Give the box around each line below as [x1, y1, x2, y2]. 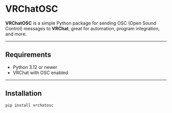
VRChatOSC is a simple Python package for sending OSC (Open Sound [5, 20, 157, 26]
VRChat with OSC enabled [12, 70, 68, 76]
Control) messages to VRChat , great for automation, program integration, [5, 25, 160, 31]
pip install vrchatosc [5, 103, 54, 108]
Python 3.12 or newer [12, 64, 58, 70]
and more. [5, 31, 27, 37]
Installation [5, 89, 42, 98]
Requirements [5, 51, 51, 59]
